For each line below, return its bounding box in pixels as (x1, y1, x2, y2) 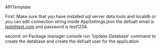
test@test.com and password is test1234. (5, 24, 88, 30)
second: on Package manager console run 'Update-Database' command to (5, 33, 156, 39)
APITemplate (5, 4, 31, 10)
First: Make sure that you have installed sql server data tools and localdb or (5, 14, 156, 19)
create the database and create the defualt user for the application (5, 38, 139, 44)
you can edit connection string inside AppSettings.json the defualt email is (5, 19, 155, 24)
